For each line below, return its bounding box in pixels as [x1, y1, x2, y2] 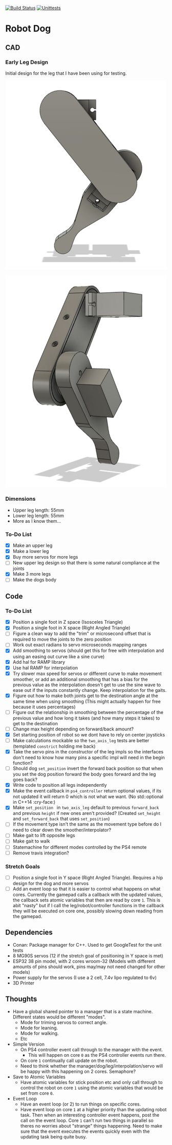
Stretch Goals [5, 863, 40, 870]
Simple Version [12, 1041, 45, 1047]
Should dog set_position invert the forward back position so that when [12, 765, 163, 771]
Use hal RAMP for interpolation [12, 664, 78, 671]
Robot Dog [5, 23, 51, 34]
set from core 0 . [20, 1090, 54, 1096]
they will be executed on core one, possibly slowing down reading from [12, 908, 164, 914]
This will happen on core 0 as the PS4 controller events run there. [28, 1052, 166, 1058]
